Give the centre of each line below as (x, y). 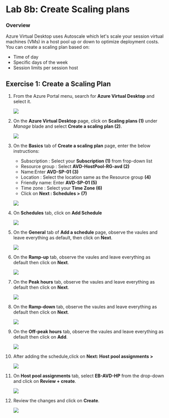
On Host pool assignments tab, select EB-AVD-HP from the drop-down (89, 376)
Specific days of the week (40, 63)
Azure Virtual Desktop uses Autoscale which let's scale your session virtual (85, 36)
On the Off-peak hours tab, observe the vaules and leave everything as (88, 331)
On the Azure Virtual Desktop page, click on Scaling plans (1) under (85, 121)
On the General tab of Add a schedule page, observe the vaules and (85, 232)
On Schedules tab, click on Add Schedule (58, 213)
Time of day (26, 57)
